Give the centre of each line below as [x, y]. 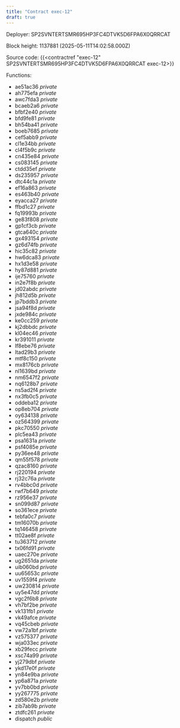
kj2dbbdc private [36, 327]
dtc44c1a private [35, 181]
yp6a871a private [36, 680]
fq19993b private [36, 213]
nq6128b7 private [36, 384]
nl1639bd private [35, 371]
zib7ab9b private [35, 706]
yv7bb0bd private [36, 687]
